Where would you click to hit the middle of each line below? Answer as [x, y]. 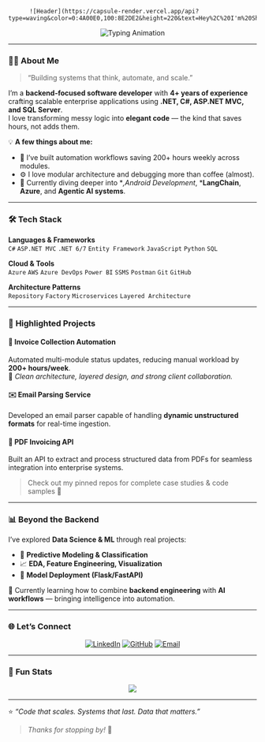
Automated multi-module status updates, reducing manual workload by [124, 360]
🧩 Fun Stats [30, 672]
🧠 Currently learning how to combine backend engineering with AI [117, 591]
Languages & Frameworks [52, 240]
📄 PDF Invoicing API [41, 442]
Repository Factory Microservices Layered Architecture [99, 296]
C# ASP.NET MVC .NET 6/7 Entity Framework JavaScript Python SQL [113, 248]
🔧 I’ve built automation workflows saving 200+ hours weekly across [130, 158]
